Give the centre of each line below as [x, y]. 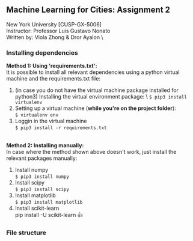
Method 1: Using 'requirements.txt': [52, 66]
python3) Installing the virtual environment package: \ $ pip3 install [101, 97]
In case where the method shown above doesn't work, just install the [91, 152]
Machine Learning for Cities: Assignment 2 [88, 10]
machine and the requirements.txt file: [54, 79]
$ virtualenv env [37, 115]
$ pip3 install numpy [42, 177]
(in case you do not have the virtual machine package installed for [97, 90]
